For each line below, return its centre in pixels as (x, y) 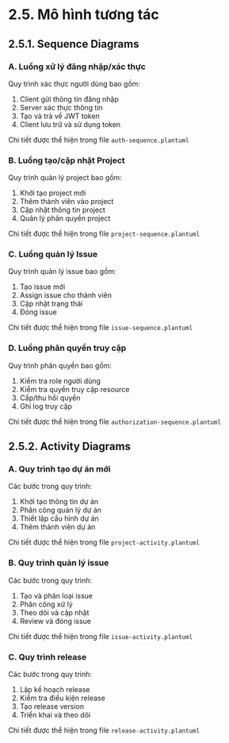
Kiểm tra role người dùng (60, 381)
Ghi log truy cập (46, 406)
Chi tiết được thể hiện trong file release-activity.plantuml (104, 730)
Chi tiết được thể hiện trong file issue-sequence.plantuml (101, 328)
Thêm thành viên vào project (67, 202)
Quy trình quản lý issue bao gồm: (62, 271)
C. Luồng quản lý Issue (53, 254)
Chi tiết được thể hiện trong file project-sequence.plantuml (104, 234)
